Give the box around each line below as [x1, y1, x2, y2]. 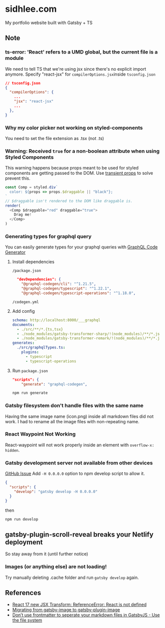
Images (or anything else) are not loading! [5, 563, 107, 570]
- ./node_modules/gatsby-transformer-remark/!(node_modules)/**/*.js [17, 336, 162, 341]
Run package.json [12, 367, 48, 374]
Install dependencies [12, 259, 55, 265]
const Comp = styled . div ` [5, 185, 58, 190]
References [5, 588, 41, 597]
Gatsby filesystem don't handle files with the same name [5, 402, 144, 409]
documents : [12, 322, 35, 327]
